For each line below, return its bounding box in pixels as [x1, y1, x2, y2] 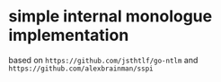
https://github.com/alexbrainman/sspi [8, 64, 154, 73]
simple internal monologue [8, 6, 213, 27]
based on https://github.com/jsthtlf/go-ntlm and [8, 54, 199, 65]
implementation [8, 25, 129, 45]
